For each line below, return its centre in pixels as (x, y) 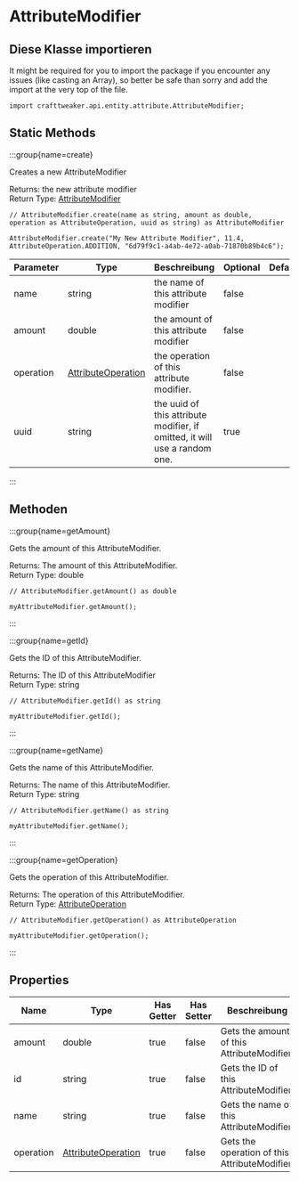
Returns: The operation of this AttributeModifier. (97, 894)
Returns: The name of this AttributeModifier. (90, 785)
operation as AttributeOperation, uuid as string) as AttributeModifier (147, 223)
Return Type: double (47, 574)
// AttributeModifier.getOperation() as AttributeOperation (123, 920)
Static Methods (53, 133)
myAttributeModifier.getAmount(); (73, 607)
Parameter (36, 267)
